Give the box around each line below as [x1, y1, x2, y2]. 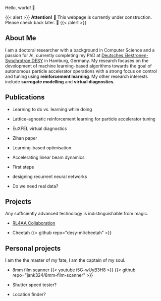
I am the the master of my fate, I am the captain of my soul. [5, 257, 126, 263]
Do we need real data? [12, 183, 58, 189]
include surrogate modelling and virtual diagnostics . [5, 78, 115, 84]
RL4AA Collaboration [12, 220, 55, 226]
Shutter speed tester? [12, 282, 57, 288]
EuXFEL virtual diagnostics [12, 125, 67, 131]
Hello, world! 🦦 [5, 5, 35, 10]
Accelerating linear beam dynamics [12, 154, 85, 160]
